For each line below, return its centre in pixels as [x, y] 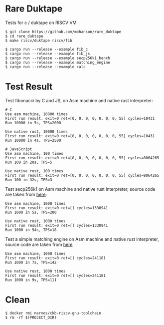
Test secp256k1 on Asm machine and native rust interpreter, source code [80, 189]
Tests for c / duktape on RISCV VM [41, 23]
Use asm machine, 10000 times [37, 114]
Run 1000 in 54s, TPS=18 [31, 230]
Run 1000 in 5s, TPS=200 [31, 212]
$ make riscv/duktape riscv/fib [39, 41]
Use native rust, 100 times [34, 171]
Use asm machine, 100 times [34, 153]
